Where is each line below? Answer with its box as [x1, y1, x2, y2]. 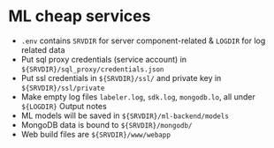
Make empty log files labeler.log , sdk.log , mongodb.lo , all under [20, 91, 255, 102]
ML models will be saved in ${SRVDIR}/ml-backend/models [20, 110, 229, 121]
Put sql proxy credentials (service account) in [20, 54, 187, 64]
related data [20, 44, 65, 55]
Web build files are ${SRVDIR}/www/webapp [20, 129, 171, 139]
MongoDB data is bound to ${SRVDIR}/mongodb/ [20, 119, 193, 129]
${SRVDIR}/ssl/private [20, 84, 105, 92]
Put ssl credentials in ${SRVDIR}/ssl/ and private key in [20, 72, 222, 83]
